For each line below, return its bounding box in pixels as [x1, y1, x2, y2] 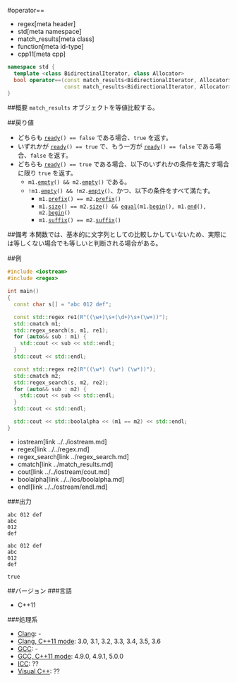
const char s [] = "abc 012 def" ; [13, 301, 112, 308]
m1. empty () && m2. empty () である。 [28, 178, 131, 186]
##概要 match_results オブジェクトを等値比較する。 [7, 103, 159, 112]
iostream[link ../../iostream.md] [17, 437, 107, 446]
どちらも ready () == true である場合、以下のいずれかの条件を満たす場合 [17, 160, 229, 168]
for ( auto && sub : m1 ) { [13, 333, 87, 340]
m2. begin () [38, 209, 71, 216]
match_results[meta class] [17, 35, 95, 43]
